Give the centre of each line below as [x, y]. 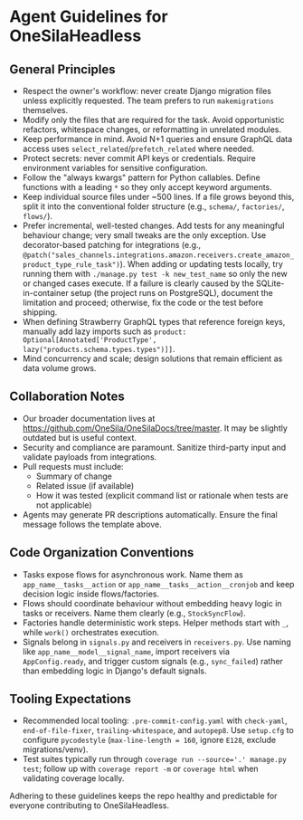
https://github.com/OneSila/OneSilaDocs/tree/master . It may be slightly [155, 428]
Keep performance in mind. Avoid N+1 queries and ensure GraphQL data [157, 139]
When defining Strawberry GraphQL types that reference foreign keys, [154, 322]
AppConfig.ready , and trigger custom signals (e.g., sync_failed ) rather [152, 661]
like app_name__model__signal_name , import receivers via [126, 651]
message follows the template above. [92, 524]
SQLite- [270, 283]
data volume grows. [59, 368]
